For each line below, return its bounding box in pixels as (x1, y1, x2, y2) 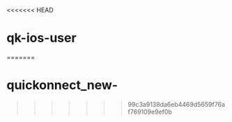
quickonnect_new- (6, 78, 118, 93)
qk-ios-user (6, 31, 77, 46)
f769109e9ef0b (127, 107, 172, 116)
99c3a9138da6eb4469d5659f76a (127, 100, 226, 108)
